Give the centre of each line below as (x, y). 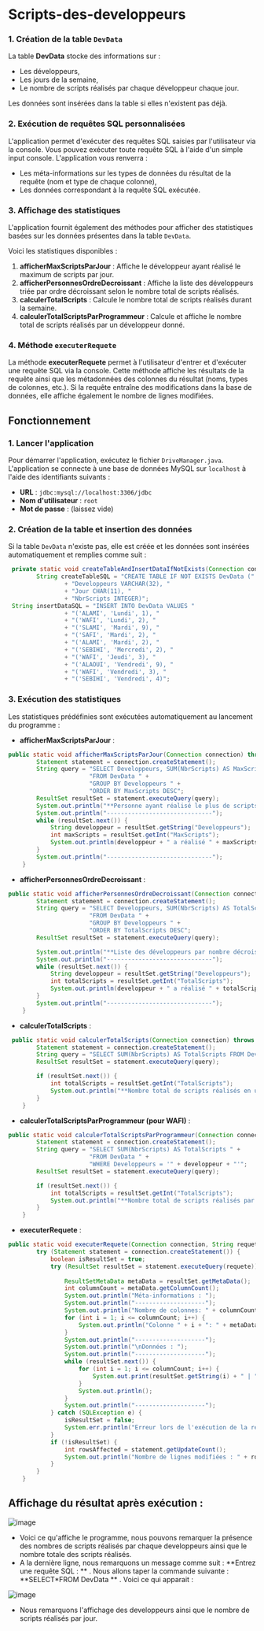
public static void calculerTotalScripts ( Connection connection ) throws (133, 1040)
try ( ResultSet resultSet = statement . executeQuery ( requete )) (154, 1266)
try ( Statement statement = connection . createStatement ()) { (139, 1252)
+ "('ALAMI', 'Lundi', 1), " (112, 613)
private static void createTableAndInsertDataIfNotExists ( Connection (128, 569)
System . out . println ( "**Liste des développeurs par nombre (133, 952)
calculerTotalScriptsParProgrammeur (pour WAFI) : (105, 1121)
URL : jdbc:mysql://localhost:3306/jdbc (86, 492)
